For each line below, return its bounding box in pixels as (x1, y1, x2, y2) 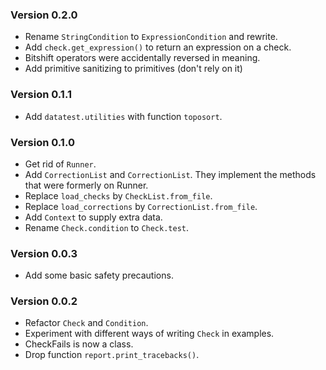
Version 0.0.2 (10, 294, 78, 308)
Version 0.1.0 (10, 135, 75, 149)
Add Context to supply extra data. (24, 211, 163, 223)
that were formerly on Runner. (24, 179, 149, 191)
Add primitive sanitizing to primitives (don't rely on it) (24, 63, 243, 75)
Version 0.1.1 (10, 88, 72, 102)
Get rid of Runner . (24, 158, 97, 170)
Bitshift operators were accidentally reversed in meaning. (24, 52, 261, 64)
